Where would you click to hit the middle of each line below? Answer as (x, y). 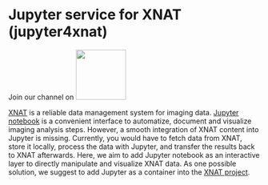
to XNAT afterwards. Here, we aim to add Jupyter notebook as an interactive (134, 155)
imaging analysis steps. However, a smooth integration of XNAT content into (134, 129)
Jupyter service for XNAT (95, 15)
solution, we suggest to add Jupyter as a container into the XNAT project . (129, 172)
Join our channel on (41, 97)
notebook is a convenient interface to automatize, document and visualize (130, 121)
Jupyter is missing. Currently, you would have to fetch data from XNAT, (125, 138)
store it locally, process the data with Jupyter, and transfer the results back (132, 147)
